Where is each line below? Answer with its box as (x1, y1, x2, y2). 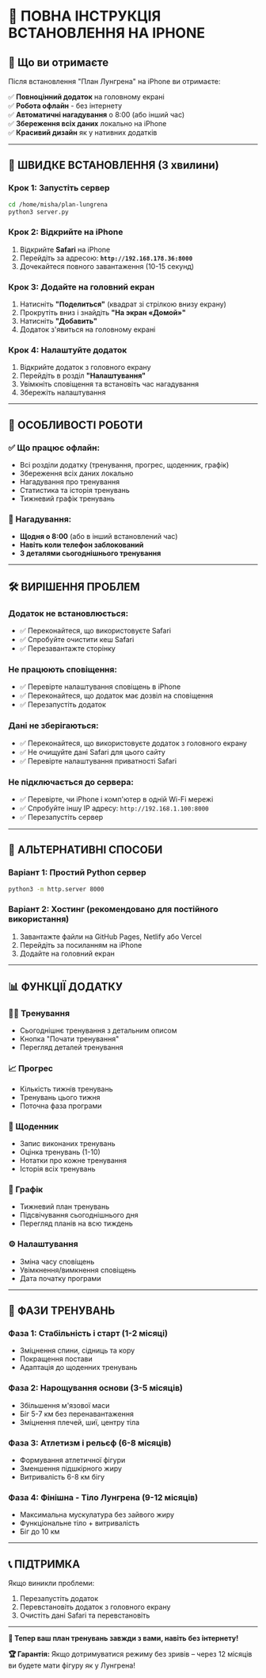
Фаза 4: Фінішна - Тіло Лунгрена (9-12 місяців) (8, 1491, 199, 1503)
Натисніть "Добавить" (19, 317, 97, 326)
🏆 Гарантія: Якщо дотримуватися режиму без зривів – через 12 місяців (8, 1649, 253, 1659)
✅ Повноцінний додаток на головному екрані (8, 92, 165, 102)
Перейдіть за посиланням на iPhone (19, 940, 142, 949)
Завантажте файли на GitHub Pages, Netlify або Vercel (19, 932, 202, 941)
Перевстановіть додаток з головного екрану (19, 1603, 171, 1612)
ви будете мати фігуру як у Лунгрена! (8, 1661, 136, 1670)
